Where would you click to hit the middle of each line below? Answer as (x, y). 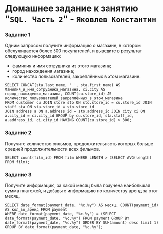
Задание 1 (18, 35)
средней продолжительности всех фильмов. (53, 149)
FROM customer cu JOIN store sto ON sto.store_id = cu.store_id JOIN (79, 103)
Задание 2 (18, 133)
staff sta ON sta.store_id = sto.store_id (50, 107)
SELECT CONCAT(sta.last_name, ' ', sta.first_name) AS (63, 85)
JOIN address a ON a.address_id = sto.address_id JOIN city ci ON (75, 112)
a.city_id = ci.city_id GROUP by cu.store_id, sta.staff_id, (70, 116)
